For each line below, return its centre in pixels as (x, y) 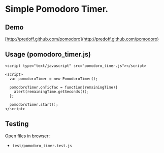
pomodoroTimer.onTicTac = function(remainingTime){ (64, 87)
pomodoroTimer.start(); (34, 104)
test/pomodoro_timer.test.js (42, 146)
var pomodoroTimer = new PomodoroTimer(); (54, 79)
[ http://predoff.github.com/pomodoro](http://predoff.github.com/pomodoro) (82, 39)
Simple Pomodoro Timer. (57, 9)
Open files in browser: (28, 136)
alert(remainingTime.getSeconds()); (52, 92)
